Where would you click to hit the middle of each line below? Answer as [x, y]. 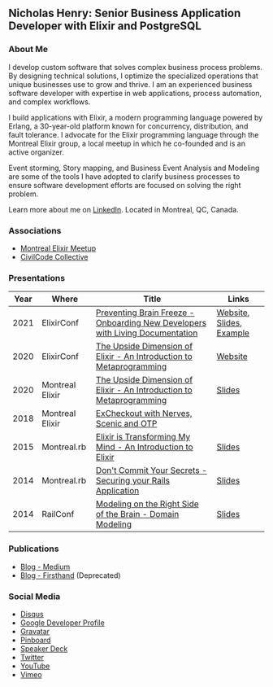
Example [233, 333]
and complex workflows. [50, 102]
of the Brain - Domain [138, 514]
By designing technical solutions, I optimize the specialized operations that [133, 76]
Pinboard [35, 640]
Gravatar [35, 631]
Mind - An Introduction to [145, 447]
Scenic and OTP [127, 424]
